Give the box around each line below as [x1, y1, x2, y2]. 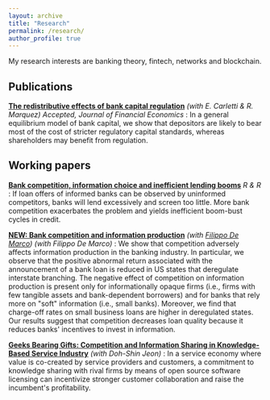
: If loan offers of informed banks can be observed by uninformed [8, 189, 226, 198]
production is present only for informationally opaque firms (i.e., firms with [8, 281, 255, 291]
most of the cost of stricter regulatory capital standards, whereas [8, 127, 225, 137]
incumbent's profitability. [8, 382, 91, 392]
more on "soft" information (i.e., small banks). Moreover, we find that [8, 298, 236, 308]
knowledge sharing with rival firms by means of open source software [8, 365, 241, 375]
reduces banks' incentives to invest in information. [8, 324, 176, 334]
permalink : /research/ [8, 27, 85, 35]
